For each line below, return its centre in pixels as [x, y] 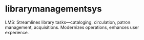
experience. [17, 32]
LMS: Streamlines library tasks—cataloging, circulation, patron [68, 22]
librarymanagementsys [53, 9]
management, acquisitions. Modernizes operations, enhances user [72, 27]
